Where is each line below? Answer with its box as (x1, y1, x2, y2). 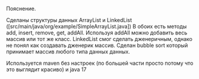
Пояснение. (6, 5, 36, 12)
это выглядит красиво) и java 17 (6, 66, 87, 73)
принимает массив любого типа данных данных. (6, 48, 131, 55)
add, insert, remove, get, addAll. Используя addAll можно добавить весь (6, 29, 188, 36)
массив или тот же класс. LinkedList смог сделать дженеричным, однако (6, 36, 193, 42)
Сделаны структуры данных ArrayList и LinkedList (6, 17, 132, 23)
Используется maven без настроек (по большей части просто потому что (6, 59, 194, 67)
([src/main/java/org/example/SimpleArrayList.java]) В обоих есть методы (6, 23, 187, 30)
